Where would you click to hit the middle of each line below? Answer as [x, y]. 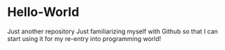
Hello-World [43, 12]
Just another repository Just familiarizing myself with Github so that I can [113, 31]
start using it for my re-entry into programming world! [84, 38]
